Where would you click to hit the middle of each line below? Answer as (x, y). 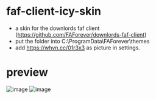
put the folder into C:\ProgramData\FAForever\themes (82, 41)
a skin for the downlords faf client (57, 28)
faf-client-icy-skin (54, 11)
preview (27, 72)
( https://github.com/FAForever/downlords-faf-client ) (81, 34)
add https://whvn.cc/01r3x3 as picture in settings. (77, 48)
